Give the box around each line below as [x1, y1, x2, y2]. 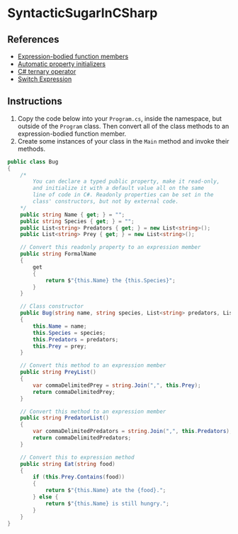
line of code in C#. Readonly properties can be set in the [33, 191, 214, 198]
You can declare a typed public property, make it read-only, [33, 178, 220, 186]
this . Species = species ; [33, 329, 106, 336]
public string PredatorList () [20, 415, 110, 422]
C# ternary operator [17, 68, 76, 75]
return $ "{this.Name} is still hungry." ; [45, 500, 170, 507]
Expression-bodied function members [17, 52, 129, 60]
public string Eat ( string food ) [20, 460, 115, 467]
